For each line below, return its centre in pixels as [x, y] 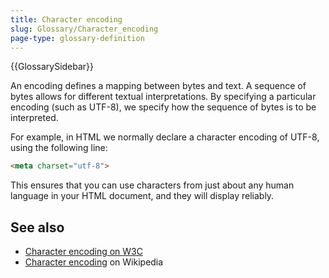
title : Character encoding [66, 19]
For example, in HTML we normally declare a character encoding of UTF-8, [165, 137]
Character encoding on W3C [83, 252]
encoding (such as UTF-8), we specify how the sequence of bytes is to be [163, 107]
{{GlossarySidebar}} [52, 67]
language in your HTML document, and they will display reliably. [142, 196]
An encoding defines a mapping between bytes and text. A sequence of [158, 86]
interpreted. [34, 118]
